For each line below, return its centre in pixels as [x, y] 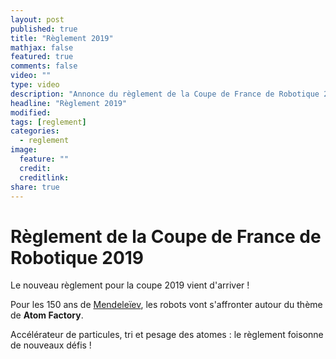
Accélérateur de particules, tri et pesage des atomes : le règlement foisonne [167, 335]
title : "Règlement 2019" [62, 38]
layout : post [37, 19]
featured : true [42, 57]
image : [24, 150]
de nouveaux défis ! [51, 345]
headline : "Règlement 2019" [69, 103]
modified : [31, 112]
